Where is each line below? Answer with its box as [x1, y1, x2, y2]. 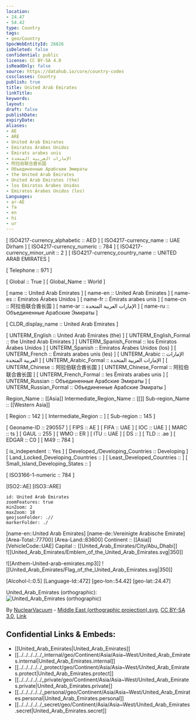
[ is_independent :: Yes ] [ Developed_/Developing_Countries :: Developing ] [6, 447, 188, 454]
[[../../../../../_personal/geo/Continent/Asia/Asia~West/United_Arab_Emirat [14, 688, 191, 695]
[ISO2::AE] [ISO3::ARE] [6, 483, 61, 490]
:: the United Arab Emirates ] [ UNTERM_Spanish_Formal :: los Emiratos [6, 337, 177, 345]
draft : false [6, 106, 38, 112]
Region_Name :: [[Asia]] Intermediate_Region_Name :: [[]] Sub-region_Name [6, 395, 190, 402]
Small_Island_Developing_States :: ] [6, 460, 92, 467]
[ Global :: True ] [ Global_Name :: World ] [6, 278, 105, 285]
